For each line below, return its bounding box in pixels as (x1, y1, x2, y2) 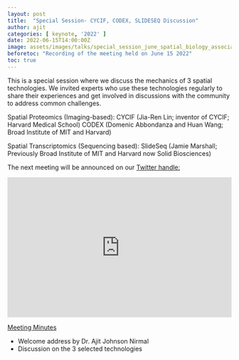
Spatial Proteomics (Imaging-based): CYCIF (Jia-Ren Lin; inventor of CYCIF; (7, 112, 230, 121)
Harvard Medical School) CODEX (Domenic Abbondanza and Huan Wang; (7, 120, 224, 129)
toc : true (7, 57, 37, 64)
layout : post (7, 10, 46, 18)
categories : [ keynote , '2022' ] (7, 30, 107, 38)
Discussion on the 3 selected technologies (17, 344, 142, 353)
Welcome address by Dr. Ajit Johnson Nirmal (17, 337, 149, 345)
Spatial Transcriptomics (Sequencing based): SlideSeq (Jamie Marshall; (7, 142, 218, 150)
